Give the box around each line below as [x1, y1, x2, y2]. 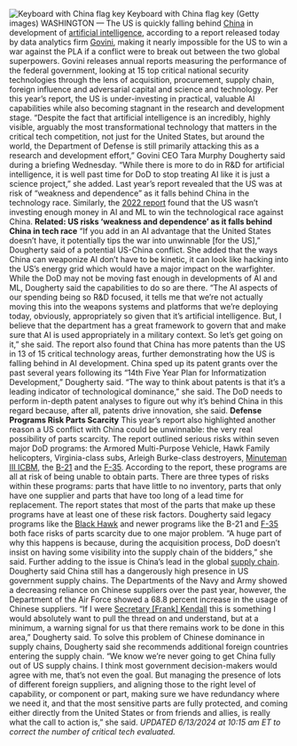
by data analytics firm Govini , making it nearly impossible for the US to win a [9, 36, 288, 47]
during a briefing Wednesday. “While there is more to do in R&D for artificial [9, 160, 285, 170]
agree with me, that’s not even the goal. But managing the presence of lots [9, 670, 282, 680]
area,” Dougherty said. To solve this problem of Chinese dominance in [9, 632, 265, 642]
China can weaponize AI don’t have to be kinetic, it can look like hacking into [9, 254, 289, 264]
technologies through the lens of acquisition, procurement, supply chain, [9, 75, 275, 84]
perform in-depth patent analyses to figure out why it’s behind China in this [9, 396, 284, 406]
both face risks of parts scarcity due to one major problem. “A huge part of [9, 528, 282, 538]
